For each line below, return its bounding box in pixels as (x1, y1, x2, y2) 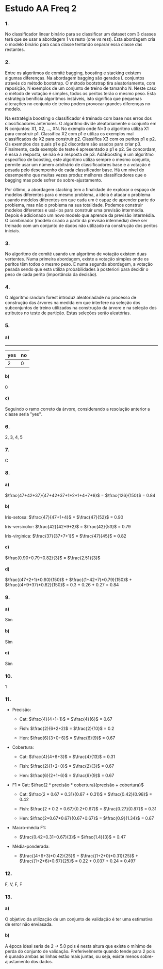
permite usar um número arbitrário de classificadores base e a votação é (5, 161, 151, 167)
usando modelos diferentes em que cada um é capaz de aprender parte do (5, 197, 155, 203)
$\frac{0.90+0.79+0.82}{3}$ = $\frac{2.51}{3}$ (5, 555, 100, 561)
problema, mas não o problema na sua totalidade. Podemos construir (5, 202, 143, 208)
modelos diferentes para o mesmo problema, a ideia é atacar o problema (5, 192, 150, 197)
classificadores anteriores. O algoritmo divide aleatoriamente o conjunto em (5, 120, 157, 126)
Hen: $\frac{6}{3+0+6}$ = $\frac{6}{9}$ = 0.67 (19, 735, 115, 741)
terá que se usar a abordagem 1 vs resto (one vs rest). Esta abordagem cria (5, 36, 156, 42)
